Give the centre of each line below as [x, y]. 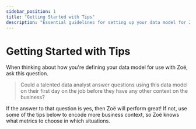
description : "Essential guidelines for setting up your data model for [96, 22]
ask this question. [27, 74]
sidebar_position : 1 [31, 11]
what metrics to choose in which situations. [58, 121]
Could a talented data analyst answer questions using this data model [104, 85]
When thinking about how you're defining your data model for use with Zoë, [97, 67]
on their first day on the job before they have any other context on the [104, 91]
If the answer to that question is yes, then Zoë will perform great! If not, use [97, 109]
